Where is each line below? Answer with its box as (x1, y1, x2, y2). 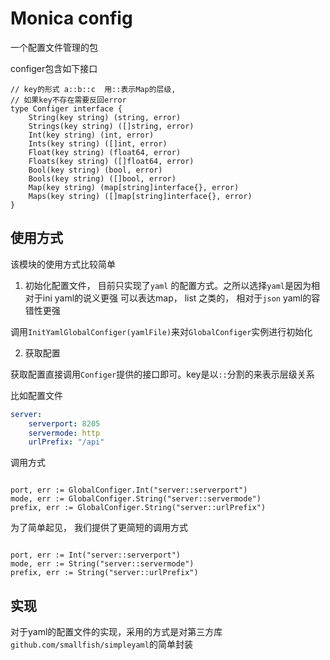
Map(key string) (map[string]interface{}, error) (28, 182, 240, 192)
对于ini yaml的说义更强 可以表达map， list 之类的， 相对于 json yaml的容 (24, 292, 321, 304)
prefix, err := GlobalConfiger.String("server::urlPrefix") (10, 503, 267, 513)
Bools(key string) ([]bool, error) (28, 173, 177, 184)
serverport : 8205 (28, 418, 101, 429)
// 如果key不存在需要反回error (10, 95, 127, 105)
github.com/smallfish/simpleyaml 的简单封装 (10, 638, 193, 651)
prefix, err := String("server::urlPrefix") (10, 568, 199, 578)
